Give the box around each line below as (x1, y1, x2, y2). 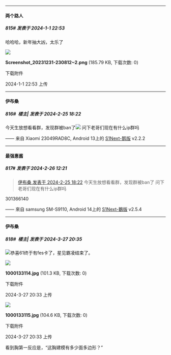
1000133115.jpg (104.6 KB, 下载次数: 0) (5, 312, 88, 318)
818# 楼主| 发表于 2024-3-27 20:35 (5, 236, 82, 242)
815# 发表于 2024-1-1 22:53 (5, 25, 65, 31)
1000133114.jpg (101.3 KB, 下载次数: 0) (5, 270, 87, 276)
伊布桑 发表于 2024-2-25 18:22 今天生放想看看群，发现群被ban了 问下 (17, 179, 164, 185)
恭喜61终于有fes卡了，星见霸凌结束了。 (10, 250, 93, 256)
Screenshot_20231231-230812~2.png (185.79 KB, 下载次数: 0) (5, 59, 138, 65)
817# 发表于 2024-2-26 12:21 (5, 165, 67, 171)
